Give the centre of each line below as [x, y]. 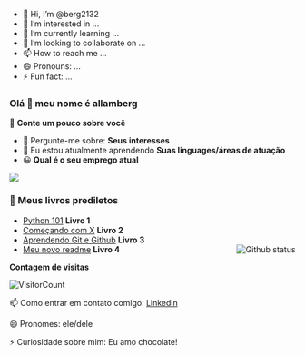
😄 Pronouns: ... [52, 66]
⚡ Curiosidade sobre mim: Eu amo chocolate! [94, 341]
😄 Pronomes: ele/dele [51, 323]
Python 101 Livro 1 [56, 220]
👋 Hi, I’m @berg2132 [61, 14]
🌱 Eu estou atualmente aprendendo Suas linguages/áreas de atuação [154, 151]
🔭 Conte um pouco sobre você [68, 123]
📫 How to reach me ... [64, 53]
